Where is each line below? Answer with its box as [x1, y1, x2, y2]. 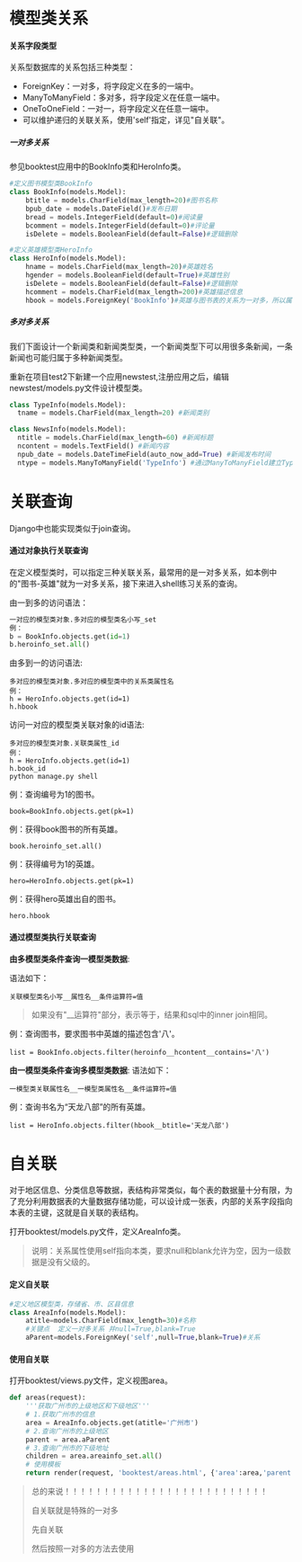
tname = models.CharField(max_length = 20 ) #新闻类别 [17, 408, 209, 418]
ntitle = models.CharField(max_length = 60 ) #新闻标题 [17, 433, 214, 442]
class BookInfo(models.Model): [9, 188, 127, 197]
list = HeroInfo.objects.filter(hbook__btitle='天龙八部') [9, 1120, 230, 1129]
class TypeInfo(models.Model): [9, 400, 127, 409]
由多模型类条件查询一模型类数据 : [9, 953, 130, 964]
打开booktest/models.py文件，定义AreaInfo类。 [9, 1227, 186, 1237]
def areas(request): [9, 1393, 87, 1403]
